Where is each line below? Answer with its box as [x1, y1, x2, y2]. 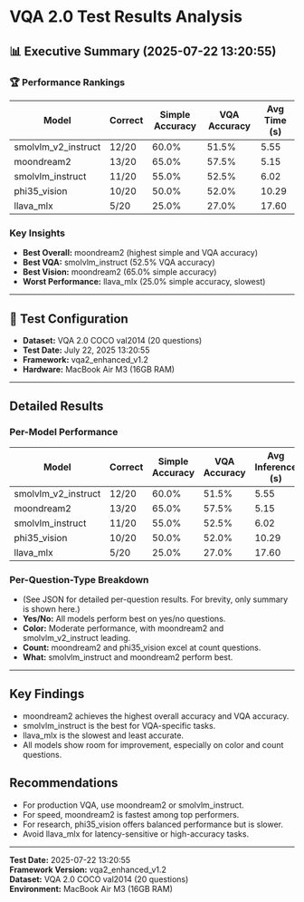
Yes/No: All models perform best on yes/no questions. [22, 613, 226, 624]
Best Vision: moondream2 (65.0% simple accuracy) [22, 267, 217, 277]
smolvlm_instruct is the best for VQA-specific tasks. [22, 720, 216, 731]
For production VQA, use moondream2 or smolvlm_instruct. [22, 800, 244, 810]
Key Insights [9, 227, 66, 239]
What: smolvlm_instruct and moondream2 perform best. [22, 651, 233, 663]
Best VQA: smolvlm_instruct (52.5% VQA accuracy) [22, 257, 215, 268]
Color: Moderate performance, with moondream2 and [22, 623, 224, 634]
